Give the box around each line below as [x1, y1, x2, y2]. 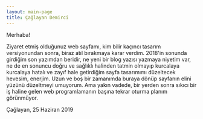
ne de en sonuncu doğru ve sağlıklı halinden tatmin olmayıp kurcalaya [6, 62, 180, 69]
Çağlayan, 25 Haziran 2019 [6, 106, 74, 113]
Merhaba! [6, 31, 31, 38]
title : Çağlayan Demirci [6, 14, 69, 21]
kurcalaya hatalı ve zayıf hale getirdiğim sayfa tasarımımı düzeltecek [6, 68, 176, 76]
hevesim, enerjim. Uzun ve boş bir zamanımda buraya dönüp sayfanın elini [6, 75, 192, 82]
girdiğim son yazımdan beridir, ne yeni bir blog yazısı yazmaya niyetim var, [6, 56, 192, 63]
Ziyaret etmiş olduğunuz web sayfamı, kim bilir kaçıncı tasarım [6, 43, 161, 50]
